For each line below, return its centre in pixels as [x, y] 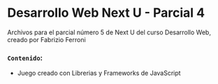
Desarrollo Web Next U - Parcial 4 [106, 13]
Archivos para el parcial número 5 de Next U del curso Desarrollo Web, [109, 32]
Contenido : [25, 57]
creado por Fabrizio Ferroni [46, 39]
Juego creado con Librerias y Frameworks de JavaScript [99, 73]
